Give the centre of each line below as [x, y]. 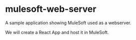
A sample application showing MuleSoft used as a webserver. [68, 23]
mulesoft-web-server [51, 9]
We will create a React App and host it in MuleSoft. [57, 32]
